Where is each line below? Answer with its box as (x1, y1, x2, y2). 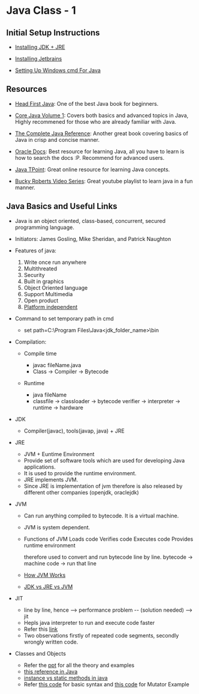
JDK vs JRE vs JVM (23, 583, 73, 590)
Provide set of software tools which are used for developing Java (23, 457, 185, 464)
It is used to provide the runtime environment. (23, 469, 137, 476)
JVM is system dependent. (23, 523, 91, 531)
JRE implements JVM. (23, 476, 79, 483)
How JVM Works (23, 571, 66, 579)
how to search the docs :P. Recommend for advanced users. (14, 154, 165, 161)
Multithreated (23, 265, 58, 272)
